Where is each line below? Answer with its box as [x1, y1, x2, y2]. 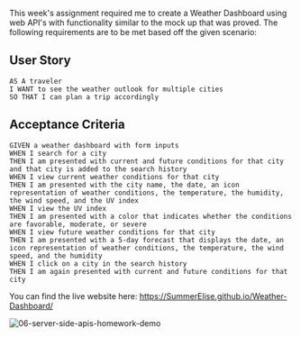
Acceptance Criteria [9, 117, 125, 132]
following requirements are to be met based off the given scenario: [9, 27, 257, 37]
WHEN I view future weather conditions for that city [9, 227, 216, 237]
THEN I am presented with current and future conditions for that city [9, 157, 284, 166]
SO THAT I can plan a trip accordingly [9, 92, 160, 102]
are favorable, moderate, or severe [9, 220, 147, 229]
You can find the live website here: [9, 290, 138, 301]
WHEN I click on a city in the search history [9, 259, 187, 269]
